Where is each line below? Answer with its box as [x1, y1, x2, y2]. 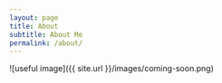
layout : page [9, 13, 59, 23]
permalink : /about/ [9, 38, 83, 48]
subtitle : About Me [9, 30, 83, 39]
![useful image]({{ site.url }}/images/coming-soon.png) [9, 63, 215, 74]
